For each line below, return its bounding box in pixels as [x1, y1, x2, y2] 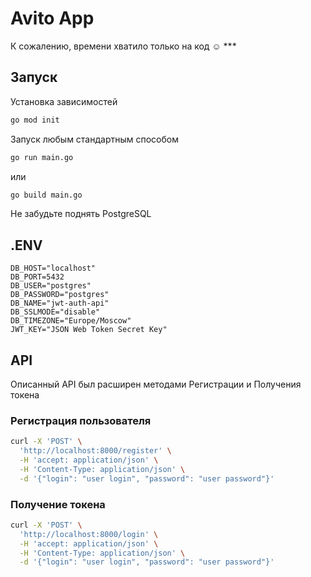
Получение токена [10, 497, 106, 511]
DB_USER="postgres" [10, 281, 92, 291]
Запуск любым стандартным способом [10, 133, 179, 145]
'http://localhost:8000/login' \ [19, 529, 159, 539]
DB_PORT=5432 [10, 272, 65, 282]
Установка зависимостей [10, 95, 118, 107]
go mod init [10, 115, 60, 125]
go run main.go [10, 152, 74, 162]
